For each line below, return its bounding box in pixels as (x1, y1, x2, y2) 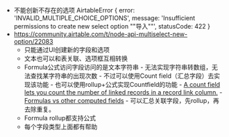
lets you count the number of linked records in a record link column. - (24, 88, 223, 96)
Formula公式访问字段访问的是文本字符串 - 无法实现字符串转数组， (24, 63, 212, 71)
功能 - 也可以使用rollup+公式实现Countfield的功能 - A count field (36, 81, 221, 88)
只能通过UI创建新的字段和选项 (24, 46, 110, 54)
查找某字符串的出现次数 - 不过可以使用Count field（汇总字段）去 (30, 72, 214, 80)
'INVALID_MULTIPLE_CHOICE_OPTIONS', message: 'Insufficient (13, 14, 196, 22)
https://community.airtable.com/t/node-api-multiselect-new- (13, 30, 188, 38)
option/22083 (13, 38, 53, 45)
